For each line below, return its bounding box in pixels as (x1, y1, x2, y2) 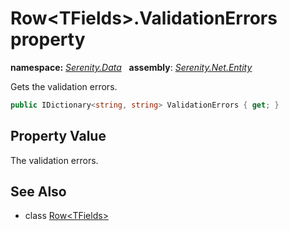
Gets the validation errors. (10, 80, 118, 92)
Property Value (10, 128, 107, 145)
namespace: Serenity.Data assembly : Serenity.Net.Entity (10, 61, 253, 73)
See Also (10, 183, 67, 201)
